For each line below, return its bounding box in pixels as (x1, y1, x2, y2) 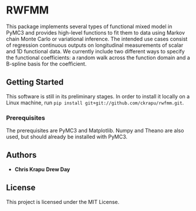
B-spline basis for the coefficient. (6, 60, 87, 67)
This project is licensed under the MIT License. (6, 198, 120, 205)
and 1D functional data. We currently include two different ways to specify (6, 47, 185, 55)
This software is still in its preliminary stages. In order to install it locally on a (6, 93, 190, 100)
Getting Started (6, 77, 64, 87)
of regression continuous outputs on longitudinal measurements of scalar (6, 42, 184, 49)
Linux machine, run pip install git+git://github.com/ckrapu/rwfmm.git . (6, 99, 184, 106)
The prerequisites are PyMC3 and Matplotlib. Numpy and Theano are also (6, 127, 184, 134)
